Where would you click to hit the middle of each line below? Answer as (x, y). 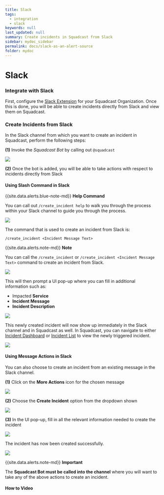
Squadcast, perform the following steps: (46, 140)
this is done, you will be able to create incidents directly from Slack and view (82, 106)
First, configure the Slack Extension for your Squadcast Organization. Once (81, 101)
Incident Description (33, 307)
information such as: (26, 286)
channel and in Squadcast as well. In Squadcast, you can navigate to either (81, 331)
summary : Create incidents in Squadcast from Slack (59, 37)
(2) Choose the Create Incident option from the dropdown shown (71, 401)
